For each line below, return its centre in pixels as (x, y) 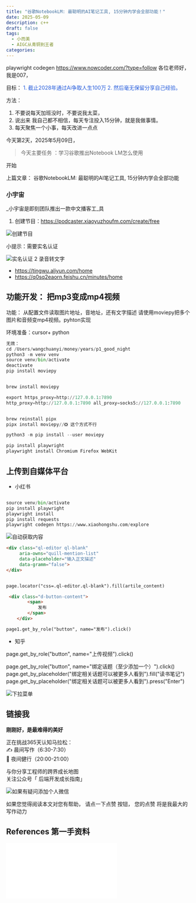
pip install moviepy (32, 371)
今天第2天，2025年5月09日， (42, 140)
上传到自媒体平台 (37, 471)
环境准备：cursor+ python (38, 332)
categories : (21, 50)
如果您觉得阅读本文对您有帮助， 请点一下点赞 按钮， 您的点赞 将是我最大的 (97, 804)
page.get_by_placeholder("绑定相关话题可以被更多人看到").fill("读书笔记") (95, 674)
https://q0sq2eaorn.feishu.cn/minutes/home (68, 277)
